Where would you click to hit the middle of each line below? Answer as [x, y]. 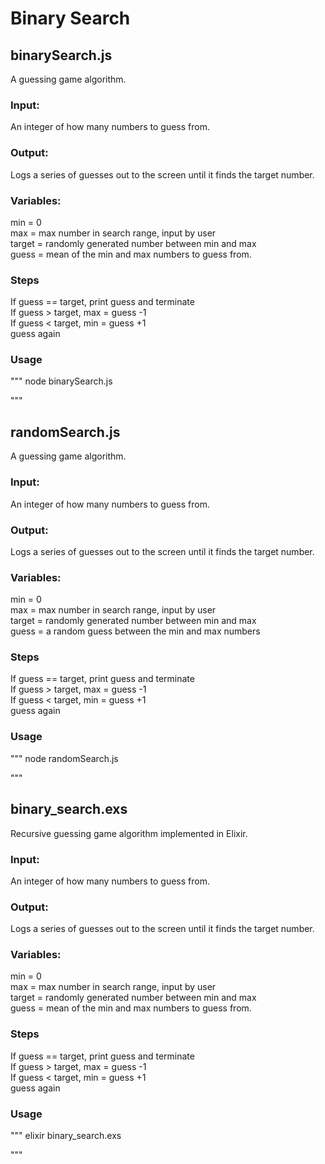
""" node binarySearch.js [61, 381]
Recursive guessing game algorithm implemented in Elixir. [129, 833]
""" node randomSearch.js [64, 758]
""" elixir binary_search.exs [66, 1136]
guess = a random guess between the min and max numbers [135, 631]
